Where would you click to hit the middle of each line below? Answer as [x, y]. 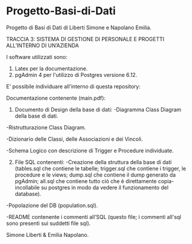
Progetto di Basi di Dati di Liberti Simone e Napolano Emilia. [79, 27]
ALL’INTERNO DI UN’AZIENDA [43, 45]
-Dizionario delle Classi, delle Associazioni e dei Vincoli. [75, 139]
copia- [166, 181]
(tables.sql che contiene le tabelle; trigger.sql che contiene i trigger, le [100, 168]
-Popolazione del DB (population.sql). [52, 205]
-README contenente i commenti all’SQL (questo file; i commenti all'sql [94, 217]
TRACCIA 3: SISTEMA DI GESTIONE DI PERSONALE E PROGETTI [85, 39]
